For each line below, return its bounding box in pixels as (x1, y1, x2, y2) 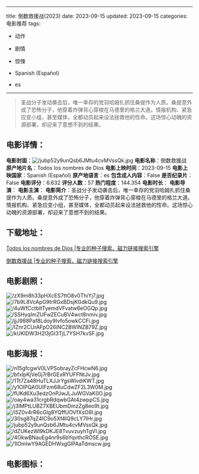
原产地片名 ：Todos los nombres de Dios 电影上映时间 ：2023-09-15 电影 (6, 164, 183, 171)
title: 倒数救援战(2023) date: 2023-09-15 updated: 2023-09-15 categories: (6, 12, 188, 20)
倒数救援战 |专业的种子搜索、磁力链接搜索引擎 (6, 257, 118, 264)
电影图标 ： (6, 459, 46, 469)
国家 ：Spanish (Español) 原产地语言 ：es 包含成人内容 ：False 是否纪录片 (11, 171, 188, 178)
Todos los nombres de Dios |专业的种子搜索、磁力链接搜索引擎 (6, 244, 159, 252)
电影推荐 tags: (6, 20, 41, 27)
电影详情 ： (6, 140, 46, 150)
